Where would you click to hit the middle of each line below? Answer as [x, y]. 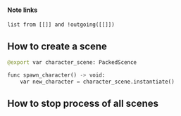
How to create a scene [57, 46]
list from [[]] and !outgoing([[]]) [61, 25]
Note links [23, 10]
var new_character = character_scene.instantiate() [97, 82]
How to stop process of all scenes [83, 104]
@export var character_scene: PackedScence [72, 63]
